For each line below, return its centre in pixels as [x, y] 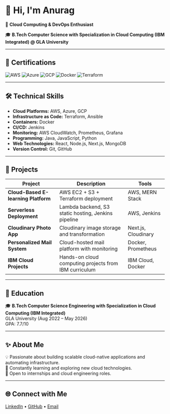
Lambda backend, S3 [84, 207]
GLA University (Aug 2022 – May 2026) [46, 319]
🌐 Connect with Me [36, 394]
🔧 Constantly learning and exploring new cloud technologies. [69, 368]
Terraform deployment [86, 199]
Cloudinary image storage [90, 228]
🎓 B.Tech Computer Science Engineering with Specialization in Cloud [80, 306]
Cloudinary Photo [29, 228]
